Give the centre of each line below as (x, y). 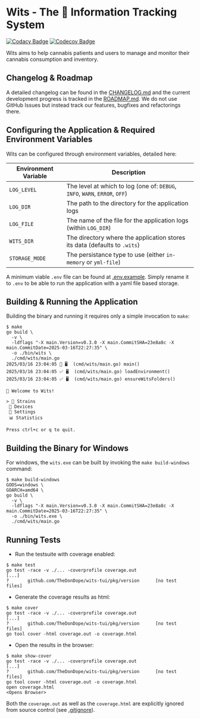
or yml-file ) (103, 262)
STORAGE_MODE (28, 258)
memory (76, 262)
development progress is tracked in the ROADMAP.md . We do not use (92, 98)
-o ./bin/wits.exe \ (37, 516)
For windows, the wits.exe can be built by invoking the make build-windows (98, 463)
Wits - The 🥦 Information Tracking (92, 12)
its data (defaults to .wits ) (103, 245)
